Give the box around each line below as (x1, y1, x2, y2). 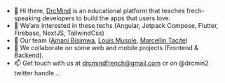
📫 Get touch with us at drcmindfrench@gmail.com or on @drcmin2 (13, 59, 209, 67)
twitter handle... (13, 69, 60, 77)
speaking (13, 14, 41, 22)
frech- (186, 7, 205, 15)
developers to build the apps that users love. (41, 14, 171, 22)
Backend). (13, 51, 44, 59)
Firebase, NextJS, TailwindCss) (13, 29, 105, 37)
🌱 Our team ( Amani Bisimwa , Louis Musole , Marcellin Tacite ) (13, 36, 188, 45)
